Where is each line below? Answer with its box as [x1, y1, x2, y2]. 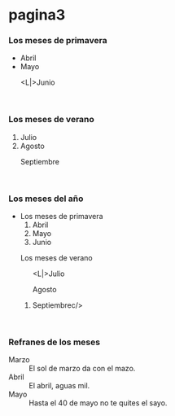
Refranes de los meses [8, 336, 100, 348]
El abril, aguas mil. [28, 381, 90, 391]
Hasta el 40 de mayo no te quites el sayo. [28, 398, 168, 408]
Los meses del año [8, 193, 84, 204]
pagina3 [8, 6, 66, 24]
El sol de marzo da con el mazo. [28, 364, 136, 374]
